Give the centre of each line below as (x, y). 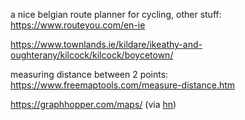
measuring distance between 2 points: (89, 74)
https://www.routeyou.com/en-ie (78, 25)
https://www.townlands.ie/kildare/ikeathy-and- (106, 44)
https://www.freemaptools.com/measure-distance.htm (123, 85)
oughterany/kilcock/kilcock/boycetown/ (92, 55)
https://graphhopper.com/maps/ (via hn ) (93, 104)
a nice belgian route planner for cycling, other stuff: (116, 14)
